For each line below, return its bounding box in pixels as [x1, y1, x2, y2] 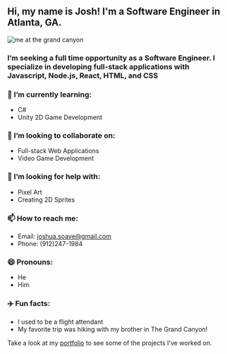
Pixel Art [17, 188, 42, 196]
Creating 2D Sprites [17, 195, 75, 204]
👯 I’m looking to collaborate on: [7, 130, 116, 140]
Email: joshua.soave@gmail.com [17, 232, 111, 240]
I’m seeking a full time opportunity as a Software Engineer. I [7, 53, 216, 63]
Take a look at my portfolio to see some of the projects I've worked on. [7, 338, 213, 347]
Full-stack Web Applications [17, 147, 99, 155]
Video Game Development [17, 154, 94, 163]
